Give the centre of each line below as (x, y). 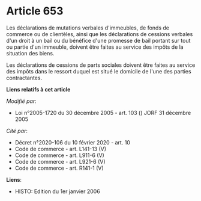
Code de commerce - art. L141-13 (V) (61, 149)
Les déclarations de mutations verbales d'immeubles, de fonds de (88, 28)
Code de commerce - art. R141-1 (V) (59, 168)
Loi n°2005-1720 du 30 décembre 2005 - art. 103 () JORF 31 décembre (103, 113)
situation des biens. (30, 53)
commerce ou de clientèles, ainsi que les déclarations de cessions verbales (100, 34)
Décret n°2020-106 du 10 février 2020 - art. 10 (73, 142)
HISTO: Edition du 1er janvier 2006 (57, 191)
